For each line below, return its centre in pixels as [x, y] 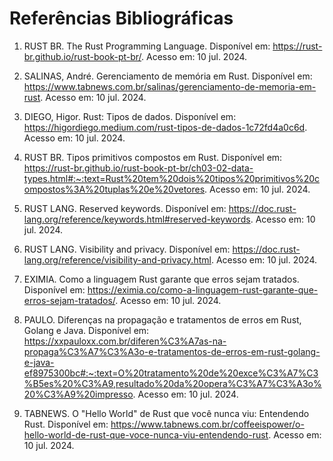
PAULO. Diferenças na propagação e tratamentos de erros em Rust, [162, 319]
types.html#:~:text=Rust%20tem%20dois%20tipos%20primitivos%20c [172, 178]
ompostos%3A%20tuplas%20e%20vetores [114, 189]
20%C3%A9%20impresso [78, 394]
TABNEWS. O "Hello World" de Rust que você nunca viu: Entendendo [166, 413]
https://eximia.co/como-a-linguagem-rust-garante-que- [203, 289]
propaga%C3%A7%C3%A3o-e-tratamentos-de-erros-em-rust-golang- [172, 351]
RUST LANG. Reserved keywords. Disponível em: [125, 208]
